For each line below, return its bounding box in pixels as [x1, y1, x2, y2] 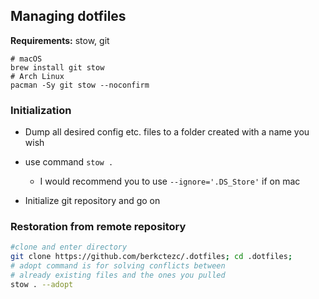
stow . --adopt [10, 279, 74, 289]
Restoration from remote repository [10, 220, 187, 234]
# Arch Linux [10, 71, 65, 81]
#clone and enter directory [10, 242, 128, 253]
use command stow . [24, 156, 114, 168]
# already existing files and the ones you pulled [10, 270, 226, 281]
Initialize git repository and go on [24, 195, 161, 207]
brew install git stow [10, 62, 105, 73]
